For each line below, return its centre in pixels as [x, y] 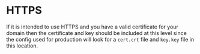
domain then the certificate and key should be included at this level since [97, 33]
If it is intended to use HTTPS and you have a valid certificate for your [92, 27]
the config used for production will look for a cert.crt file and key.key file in [100, 39]
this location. [22, 46]
